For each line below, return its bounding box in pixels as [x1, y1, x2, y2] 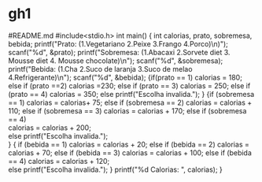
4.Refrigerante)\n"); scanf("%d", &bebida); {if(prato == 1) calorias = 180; [8, 72, 242, 82]
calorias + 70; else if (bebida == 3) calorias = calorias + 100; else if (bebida [8, 147, 252, 158]
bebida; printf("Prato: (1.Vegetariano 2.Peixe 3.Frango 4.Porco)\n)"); [8, 39, 228, 48]
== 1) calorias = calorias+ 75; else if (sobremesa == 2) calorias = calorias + [8, 98, 253, 107]
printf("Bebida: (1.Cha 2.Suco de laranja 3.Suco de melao [8, 64, 193, 73]
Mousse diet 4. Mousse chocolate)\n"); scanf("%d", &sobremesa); [8, 56, 223, 65]
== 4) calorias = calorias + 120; [8, 156, 110, 165]
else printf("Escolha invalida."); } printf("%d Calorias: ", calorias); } [8, 165, 223, 174]
